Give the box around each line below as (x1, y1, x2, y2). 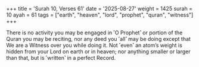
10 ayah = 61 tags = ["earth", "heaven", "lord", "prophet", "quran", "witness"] (6, 11, 194, 18)
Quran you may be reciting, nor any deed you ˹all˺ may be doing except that (6, 36, 191, 42)
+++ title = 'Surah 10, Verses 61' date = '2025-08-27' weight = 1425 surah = (6, 5, 192, 12)
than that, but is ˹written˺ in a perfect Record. (6, 55, 116, 61)
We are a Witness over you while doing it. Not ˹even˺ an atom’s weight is (6, 42, 183, 49)
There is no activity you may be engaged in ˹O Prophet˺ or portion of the (6, 29, 183, 36)
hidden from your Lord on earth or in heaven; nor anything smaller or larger (6, 48, 191, 55)
